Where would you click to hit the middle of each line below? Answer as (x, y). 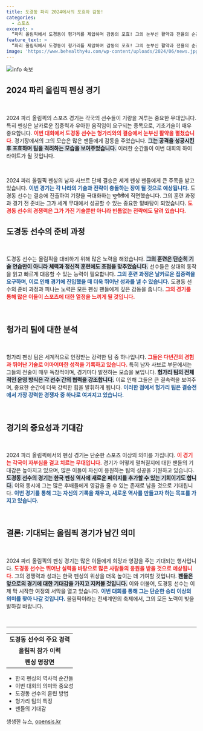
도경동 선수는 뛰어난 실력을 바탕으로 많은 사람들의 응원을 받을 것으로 (93, 568)
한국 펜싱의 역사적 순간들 (44, 678)
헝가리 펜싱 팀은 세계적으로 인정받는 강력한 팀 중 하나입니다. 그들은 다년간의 (95, 357)
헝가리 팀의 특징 (34, 701)
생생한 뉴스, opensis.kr (34, 721)
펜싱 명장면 (40, 662)
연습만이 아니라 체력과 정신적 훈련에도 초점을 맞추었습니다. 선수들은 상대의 (99, 267)
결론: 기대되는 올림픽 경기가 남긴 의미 (71, 533)
